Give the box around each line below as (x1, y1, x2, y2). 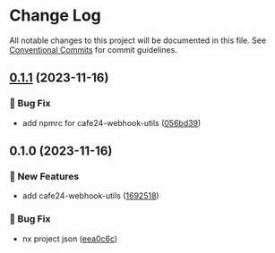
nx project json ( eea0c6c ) (21, 233, 118, 244)
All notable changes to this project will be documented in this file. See (9, 35, 267, 46)
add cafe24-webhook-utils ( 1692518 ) (21, 190, 159, 201)
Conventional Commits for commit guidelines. (9, 44, 177, 55)
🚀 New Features (9, 170, 80, 182)
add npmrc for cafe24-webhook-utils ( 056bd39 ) (21, 117, 202, 128)
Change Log (9, 5, 101, 26)
